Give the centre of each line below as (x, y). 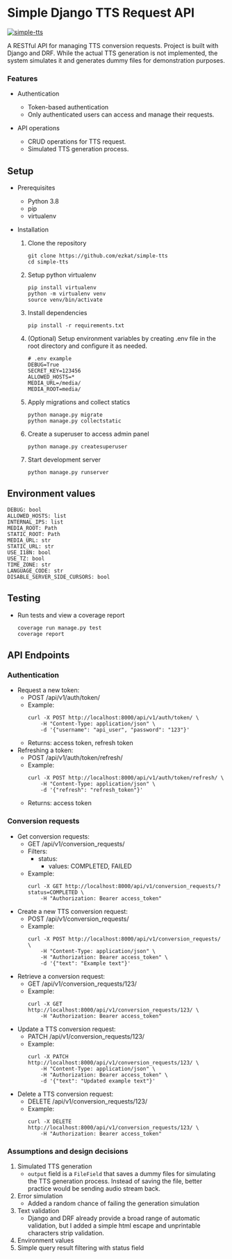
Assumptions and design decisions (68, 1151)
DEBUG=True (43, 365)
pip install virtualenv (62, 288)
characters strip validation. (66, 1233)
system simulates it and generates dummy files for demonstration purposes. (116, 60)
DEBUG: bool (24, 510)
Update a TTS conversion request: (66, 1029)
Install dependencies (57, 313)
